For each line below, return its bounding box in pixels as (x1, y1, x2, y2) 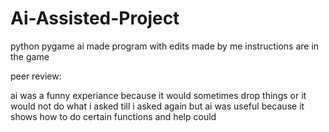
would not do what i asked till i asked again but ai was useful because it (10, 100, 305, 112)
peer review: (10, 70, 62, 82)
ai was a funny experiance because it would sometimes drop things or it (10, 89, 307, 101)
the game (10, 50, 50, 62)
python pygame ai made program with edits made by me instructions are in (10, 40, 320, 52)
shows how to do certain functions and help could (10, 110, 217, 122)
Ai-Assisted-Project (10, 7, 180, 30)
